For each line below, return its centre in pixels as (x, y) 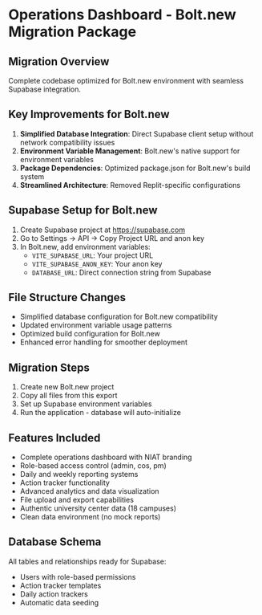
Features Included (54, 438)
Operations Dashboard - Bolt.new (122, 15)
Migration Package (73, 32)
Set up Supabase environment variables (86, 404)
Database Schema (55, 542)
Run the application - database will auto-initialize (101, 413)
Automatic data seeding (59, 602)
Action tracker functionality (65, 483)
